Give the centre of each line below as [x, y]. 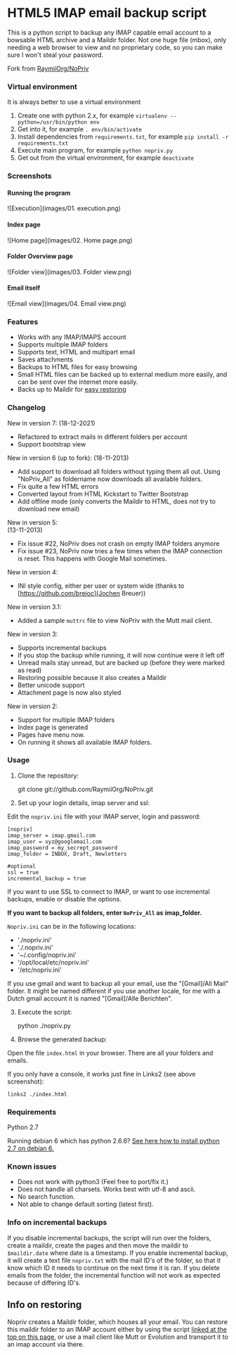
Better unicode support [51, 685]
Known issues [32, 1167]
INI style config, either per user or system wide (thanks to [101, 586]
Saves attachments [45, 359]
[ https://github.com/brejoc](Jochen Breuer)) [81, 593]
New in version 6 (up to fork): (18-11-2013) [68, 458]
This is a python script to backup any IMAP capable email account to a [109, 32]
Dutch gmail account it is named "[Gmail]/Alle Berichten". [90, 998]
